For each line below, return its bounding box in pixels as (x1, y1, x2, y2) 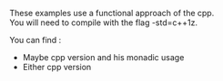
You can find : (9, 35, 62, 45)
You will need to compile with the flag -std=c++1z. (9, 17, 198, 28)
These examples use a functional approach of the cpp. (9, 8, 215, 18)
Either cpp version (22, 62, 92, 72)
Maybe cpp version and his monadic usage (22, 52, 185, 62)
